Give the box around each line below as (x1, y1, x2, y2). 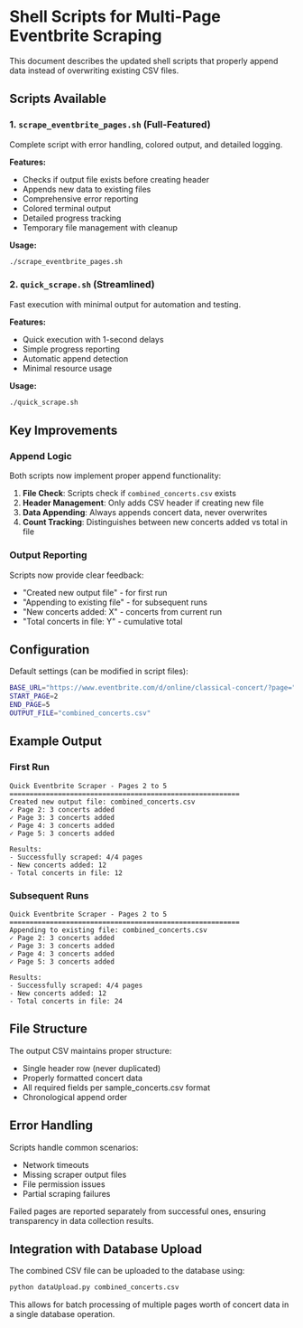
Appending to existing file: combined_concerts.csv (9, 925, 207, 935)
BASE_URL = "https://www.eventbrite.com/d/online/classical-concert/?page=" (9, 683, 297, 692)
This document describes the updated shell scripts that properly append (9, 55, 279, 66)
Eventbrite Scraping (9, 25, 162, 46)
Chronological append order (22, 1091, 128, 1102)
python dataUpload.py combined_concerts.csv (9, 1283, 179, 1292)
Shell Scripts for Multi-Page (9, 6, 221, 27)
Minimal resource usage (22, 363, 113, 373)
